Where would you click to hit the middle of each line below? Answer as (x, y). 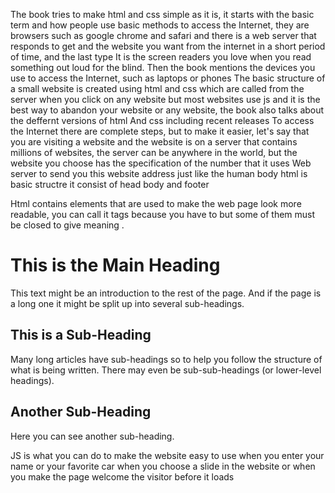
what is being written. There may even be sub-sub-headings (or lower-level (166, 370)
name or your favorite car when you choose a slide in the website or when (163, 466)
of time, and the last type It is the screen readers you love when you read (161, 57)
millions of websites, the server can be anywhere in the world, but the (154, 152)
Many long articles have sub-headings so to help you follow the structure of (166, 359)
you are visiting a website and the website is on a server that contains (154, 142)
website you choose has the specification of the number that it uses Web (161, 163)
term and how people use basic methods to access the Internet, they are (160, 25)
